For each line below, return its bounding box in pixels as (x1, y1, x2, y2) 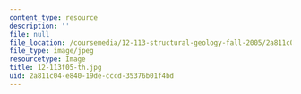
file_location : (9, 38, 66, 47)
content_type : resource (9, 13, 99, 22)
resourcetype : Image (9, 55, 87, 64)
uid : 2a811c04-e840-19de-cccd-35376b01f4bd (9, 72, 175, 81)
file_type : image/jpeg (9, 47, 94, 56)
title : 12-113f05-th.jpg (9, 64, 102, 73)
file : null (9, 30, 50, 38)
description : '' (9, 21, 70, 30)
